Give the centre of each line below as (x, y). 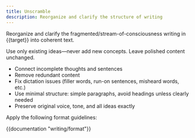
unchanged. (20, 57)
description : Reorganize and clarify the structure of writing (84, 17)
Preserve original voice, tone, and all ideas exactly (75, 106)
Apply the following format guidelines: (52, 117)
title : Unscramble (28, 11)
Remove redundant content (47, 75)
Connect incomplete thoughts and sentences (68, 68)
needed (24, 99)
